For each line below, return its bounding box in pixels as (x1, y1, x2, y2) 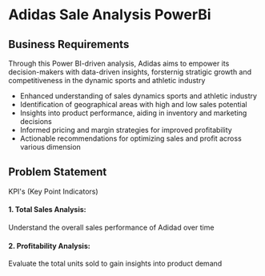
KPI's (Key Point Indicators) (8, 186, 98, 196)
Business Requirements (8, 38, 130, 51)
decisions (19, 117, 52, 126)
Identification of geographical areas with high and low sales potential (19, 100, 247, 109)
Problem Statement (8, 166, 107, 179)
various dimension (19, 142, 82, 151)
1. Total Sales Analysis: (8, 205, 86, 214)
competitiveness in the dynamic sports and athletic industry (8, 76, 206, 85)
